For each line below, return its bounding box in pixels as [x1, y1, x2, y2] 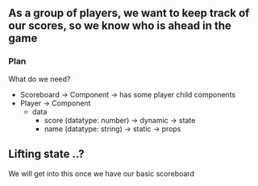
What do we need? [8, 74, 71, 84]
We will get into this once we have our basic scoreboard [8, 168, 195, 178]
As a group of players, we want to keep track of [8, 6, 250, 20]
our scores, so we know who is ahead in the [8, 19, 232, 33]
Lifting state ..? [8, 147, 85, 161]
